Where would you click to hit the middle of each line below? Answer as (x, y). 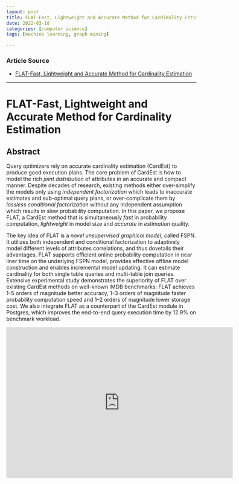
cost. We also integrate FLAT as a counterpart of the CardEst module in (95, 306)
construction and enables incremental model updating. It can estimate (93, 268)
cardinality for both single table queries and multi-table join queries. (91, 274)
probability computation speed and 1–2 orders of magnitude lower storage (98, 300)
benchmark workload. (33, 319)
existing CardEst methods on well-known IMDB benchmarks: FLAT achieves (100, 287)
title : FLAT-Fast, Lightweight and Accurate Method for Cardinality (94, 18)
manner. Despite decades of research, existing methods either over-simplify (101, 185)
